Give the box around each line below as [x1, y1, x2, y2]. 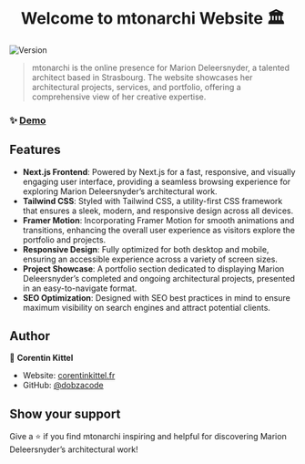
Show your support [9, 406, 121, 421]
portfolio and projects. [22, 234, 107, 245]
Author [9, 328, 50, 344]
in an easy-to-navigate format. [22, 283, 137, 294]
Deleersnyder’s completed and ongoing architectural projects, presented [22, 273, 296, 284]
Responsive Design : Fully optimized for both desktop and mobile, [22, 243, 269, 254]
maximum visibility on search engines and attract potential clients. [22, 302, 271, 313]
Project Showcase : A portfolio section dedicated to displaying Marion [22, 263, 285, 274]
